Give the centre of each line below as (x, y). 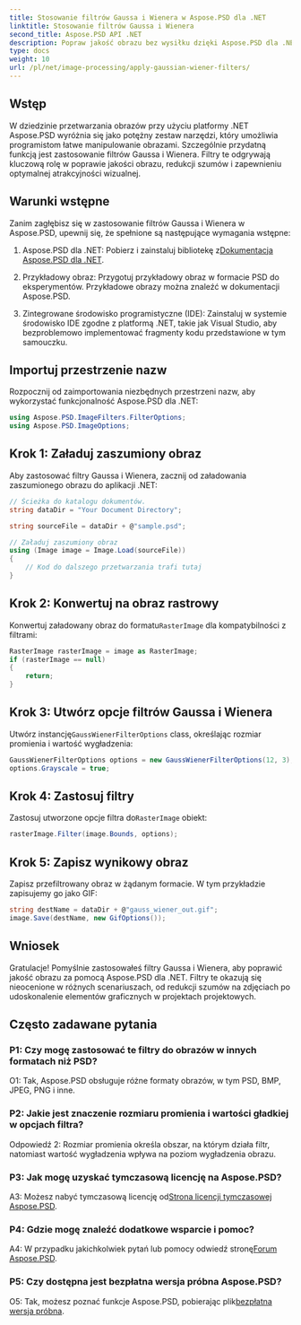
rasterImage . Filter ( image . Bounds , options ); (94, 834)
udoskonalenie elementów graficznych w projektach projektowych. (133, 996)
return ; (39, 676)
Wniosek (34, 946)
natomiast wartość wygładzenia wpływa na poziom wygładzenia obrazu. (142, 1154)
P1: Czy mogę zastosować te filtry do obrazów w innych (133, 1050)
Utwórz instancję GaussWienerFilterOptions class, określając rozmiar (135, 734)
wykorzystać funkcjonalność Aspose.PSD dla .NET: (104, 401)
